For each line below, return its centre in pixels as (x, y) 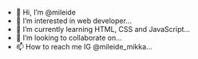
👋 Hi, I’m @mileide (46, 12)
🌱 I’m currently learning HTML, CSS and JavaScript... (103, 29)
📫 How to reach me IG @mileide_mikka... (84, 47)
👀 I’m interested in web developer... (73, 21)
